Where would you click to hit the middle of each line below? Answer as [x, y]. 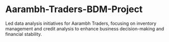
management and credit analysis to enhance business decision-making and [85, 28]
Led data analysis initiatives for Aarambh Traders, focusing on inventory [81, 23]
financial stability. [24, 34]
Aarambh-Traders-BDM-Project [74, 9]
